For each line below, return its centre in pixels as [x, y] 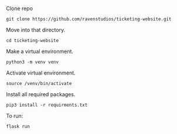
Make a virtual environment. [40, 51]
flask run [18, 126]
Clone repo [20, 8]
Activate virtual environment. [41, 73]
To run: [15, 116]
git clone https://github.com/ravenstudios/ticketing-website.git [89, 19]
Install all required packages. [41, 94]
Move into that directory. [36, 30]
